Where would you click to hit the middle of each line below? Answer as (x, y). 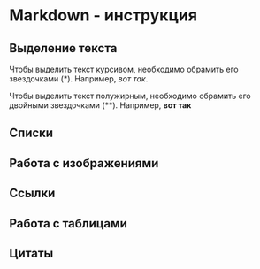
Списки (31, 133)
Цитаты (31, 253)
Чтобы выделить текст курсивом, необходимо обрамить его (124, 69)
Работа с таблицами (69, 223)
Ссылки (32, 193)
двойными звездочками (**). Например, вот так (100, 105)
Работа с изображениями (84, 163)
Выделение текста (63, 48)
